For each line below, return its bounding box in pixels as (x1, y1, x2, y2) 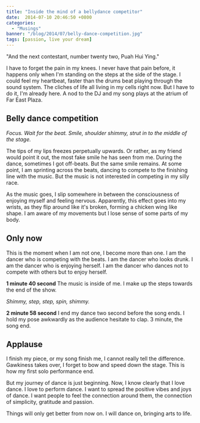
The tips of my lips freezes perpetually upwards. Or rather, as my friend (6, 147, 182, 154)
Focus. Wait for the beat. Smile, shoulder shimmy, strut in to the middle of (6, 129, 187, 136)
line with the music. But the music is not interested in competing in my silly (6, 173, 189, 180)
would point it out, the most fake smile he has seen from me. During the (6, 154, 182, 161)
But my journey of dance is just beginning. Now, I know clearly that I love (6, 379, 185, 387)
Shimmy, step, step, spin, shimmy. (6, 298, 90, 305)
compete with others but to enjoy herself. (6, 268, 107, 275)
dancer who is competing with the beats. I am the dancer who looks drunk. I (6, 255, 193, 263)
